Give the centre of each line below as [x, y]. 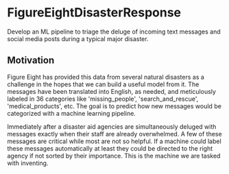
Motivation [31, 61]
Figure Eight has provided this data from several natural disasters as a [106, 77]
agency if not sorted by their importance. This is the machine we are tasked [114, 156]
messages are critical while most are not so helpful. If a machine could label [114, 141]
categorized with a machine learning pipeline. [71, 113]
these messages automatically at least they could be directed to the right [110, 148]
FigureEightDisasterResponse [94, 13]
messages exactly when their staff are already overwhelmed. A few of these [114, 134]
